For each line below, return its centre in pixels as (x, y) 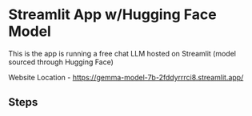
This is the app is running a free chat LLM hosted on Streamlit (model (122, 53)
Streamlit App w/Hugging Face (113, 15)
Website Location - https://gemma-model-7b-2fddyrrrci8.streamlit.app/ (126, 77)
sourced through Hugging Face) (61, 62)
